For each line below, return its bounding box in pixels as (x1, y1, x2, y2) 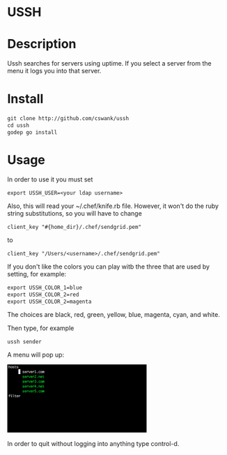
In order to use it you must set (7, 175, 93, 184)
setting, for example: (7, 270, 67, 278)
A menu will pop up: (7, 350, 65, 359)
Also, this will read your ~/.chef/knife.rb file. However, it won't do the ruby (7, 202, 219, 210)
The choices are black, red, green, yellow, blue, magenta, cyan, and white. (7, 311, 221, 318)
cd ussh (7, 122, 30, 129)
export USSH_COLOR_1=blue (7, 284, 82, 291)
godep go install (7, 129, 58, 136)
